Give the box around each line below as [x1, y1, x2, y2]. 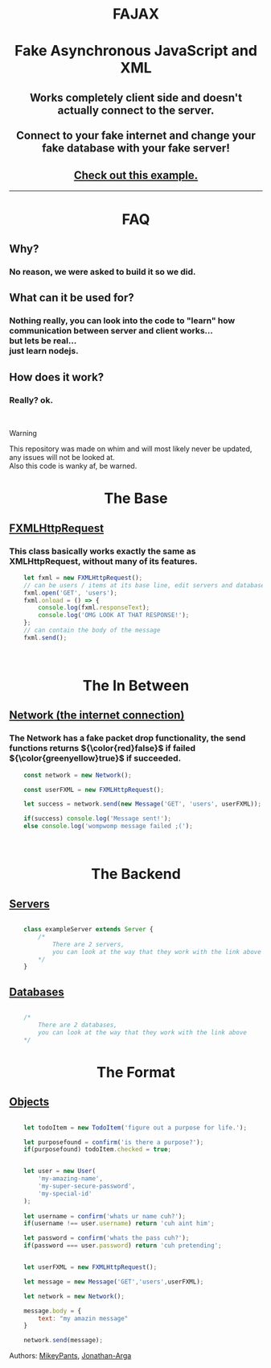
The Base [104, 489, 168, 508]
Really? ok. [9, 394, 53, 405]
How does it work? [9, 370, 105, 383]
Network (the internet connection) [9, 708, 185, 722]
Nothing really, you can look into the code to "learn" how [9, 315, 236, 326]
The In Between [82, 677, 190, 695]
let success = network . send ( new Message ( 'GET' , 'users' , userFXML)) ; [23, 800, 262, 808]
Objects [9, 1095, 50, 1109]
